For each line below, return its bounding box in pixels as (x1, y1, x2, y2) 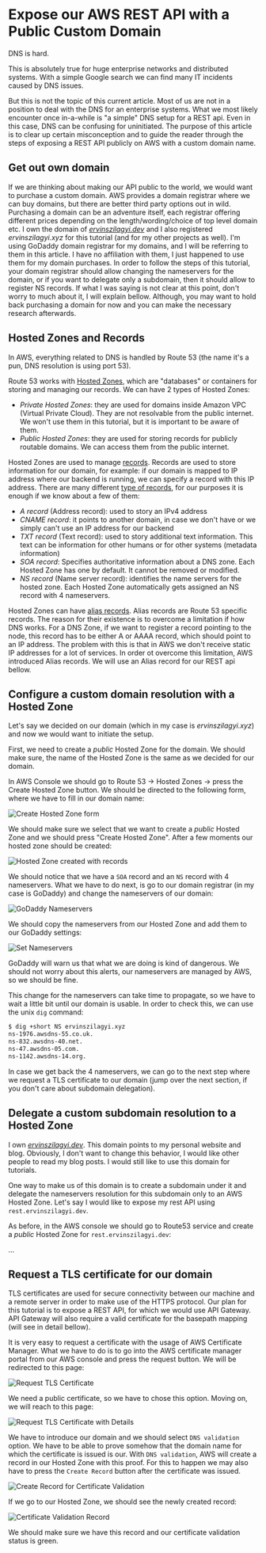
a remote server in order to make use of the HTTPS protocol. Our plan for (8, 1297, 247, 1307)
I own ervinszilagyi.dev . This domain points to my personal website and (8, 1140, 241, 1149)
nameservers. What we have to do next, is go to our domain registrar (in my (8, 881, 255, 890)
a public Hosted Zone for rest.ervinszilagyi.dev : (8, 1229, 172, 1239)
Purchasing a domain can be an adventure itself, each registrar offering (8, 207, 241, 217)
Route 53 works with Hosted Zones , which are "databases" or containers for (8, 376, 257, 386)
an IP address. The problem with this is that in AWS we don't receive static (8, 639, 251, 649)
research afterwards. (8, 308, 77, 318)
